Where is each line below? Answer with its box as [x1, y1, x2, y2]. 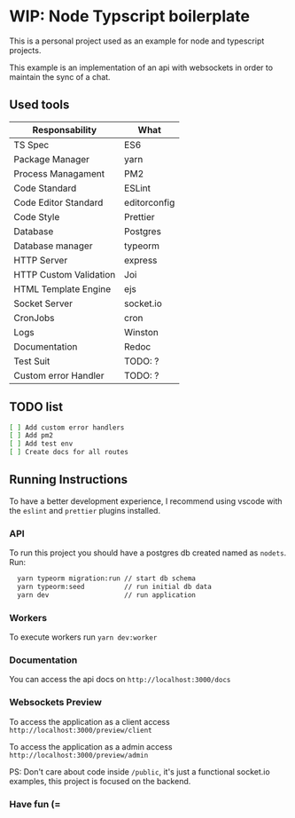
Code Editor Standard [13, 196, 104, 208]
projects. [9, 44, 42, 55]
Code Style [13, 210, 60, 223]
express [123, 254, 158, 266]
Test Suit [13, 355, 50, 367]
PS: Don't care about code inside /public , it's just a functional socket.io [9, 766, 270, 777]
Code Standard [13, 182, 77, 194]
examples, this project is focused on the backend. [9, 775, 191, 786]
